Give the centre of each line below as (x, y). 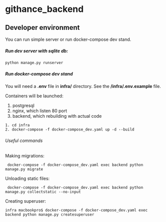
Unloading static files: (27, 179)
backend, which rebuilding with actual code (57, 116)
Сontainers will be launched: (34, 96)
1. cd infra (17, 125)
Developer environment (42, 28)
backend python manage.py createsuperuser (50, 215)
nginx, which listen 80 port (40, 111)
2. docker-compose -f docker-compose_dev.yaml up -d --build (70, 129)
